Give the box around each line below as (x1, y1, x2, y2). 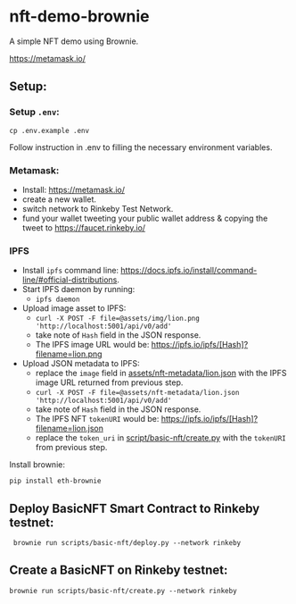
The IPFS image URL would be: (35, 340, 150, 350)
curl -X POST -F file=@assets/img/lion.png (35, 315, 201, 323)
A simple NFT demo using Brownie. (9, 36, 139, 46)
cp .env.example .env (9, 126, 90, 135)
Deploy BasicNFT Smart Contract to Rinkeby (9, 500, 260, 516)
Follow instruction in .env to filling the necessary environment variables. (9, 141, 273, 153)
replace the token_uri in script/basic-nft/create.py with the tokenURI (35, 432, 287, 443)
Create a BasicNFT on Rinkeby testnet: (9, 563, 228, 578)
